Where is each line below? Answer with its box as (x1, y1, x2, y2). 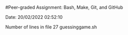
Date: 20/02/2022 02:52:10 (5, 14, 63, 20)
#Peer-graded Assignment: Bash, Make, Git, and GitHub (5, 5, 123, 10)
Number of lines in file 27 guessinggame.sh (5, 24, 97, 30)
